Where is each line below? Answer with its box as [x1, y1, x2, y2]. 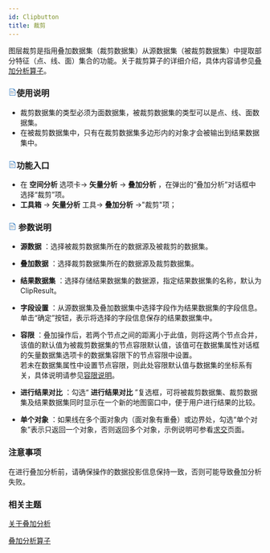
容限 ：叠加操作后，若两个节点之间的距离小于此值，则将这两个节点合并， [19, 330, 262, 340]
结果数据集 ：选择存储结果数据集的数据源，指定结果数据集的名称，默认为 [19, 276, 262, 286]
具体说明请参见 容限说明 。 [34, 370, 119, 380]
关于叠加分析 [8, 518, 51, 528]
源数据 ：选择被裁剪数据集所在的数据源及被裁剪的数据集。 [19, 241, 213, 251]
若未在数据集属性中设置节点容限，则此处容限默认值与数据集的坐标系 [19, 361, 246, 370]
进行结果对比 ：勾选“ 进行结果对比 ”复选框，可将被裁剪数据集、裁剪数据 [19, 387, 258, 398]
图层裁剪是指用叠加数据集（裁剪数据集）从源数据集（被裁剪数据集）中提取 [8, 45, 255, 56]
